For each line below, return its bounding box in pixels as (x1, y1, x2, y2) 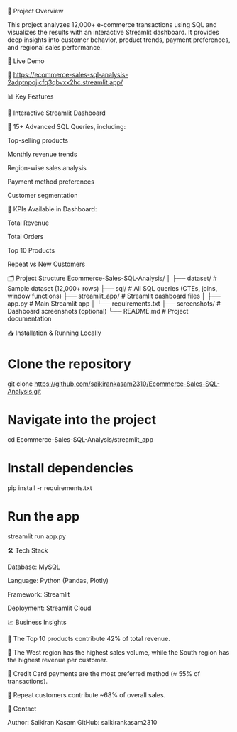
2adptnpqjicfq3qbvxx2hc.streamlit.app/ (7, 78, 123, 87)
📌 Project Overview (7, 7, 64, 15)
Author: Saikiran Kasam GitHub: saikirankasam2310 (7, 718, 158, 726)
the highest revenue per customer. (7, 655, 109, 664)
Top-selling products (7, 136, 69, 145)
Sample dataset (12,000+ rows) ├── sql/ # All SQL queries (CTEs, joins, (7, 284, 218, 292)
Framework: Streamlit (7, 589, 70, 599)
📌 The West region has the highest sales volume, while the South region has (7, 648, 230, 656)
